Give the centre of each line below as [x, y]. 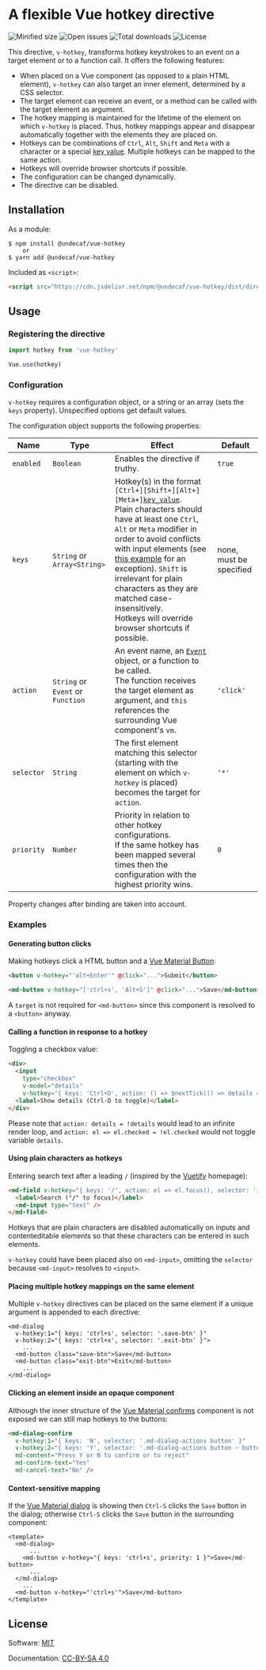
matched [131, 598]
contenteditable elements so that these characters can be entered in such [129, 1236]
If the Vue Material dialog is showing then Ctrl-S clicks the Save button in [127, 1506]
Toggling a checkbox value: [53, 1049]
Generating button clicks [50, 944]
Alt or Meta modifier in [156, 529]
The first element [146, 743]
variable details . [36, 1140]
